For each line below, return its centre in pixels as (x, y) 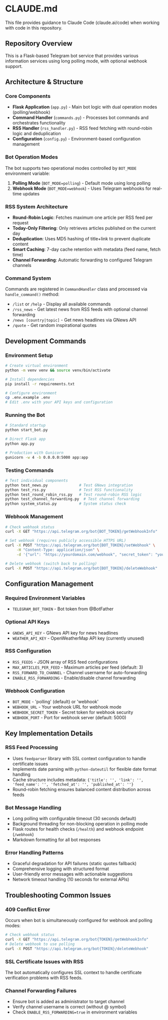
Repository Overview (39, 44)
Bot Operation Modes (32, 157)
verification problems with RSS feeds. (44, 978)
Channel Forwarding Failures (41, 991)
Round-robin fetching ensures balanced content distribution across (81, 789)
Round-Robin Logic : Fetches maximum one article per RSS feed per (82, 217)
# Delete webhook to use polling (40, 944)
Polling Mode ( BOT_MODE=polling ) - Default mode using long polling (81, 183)
